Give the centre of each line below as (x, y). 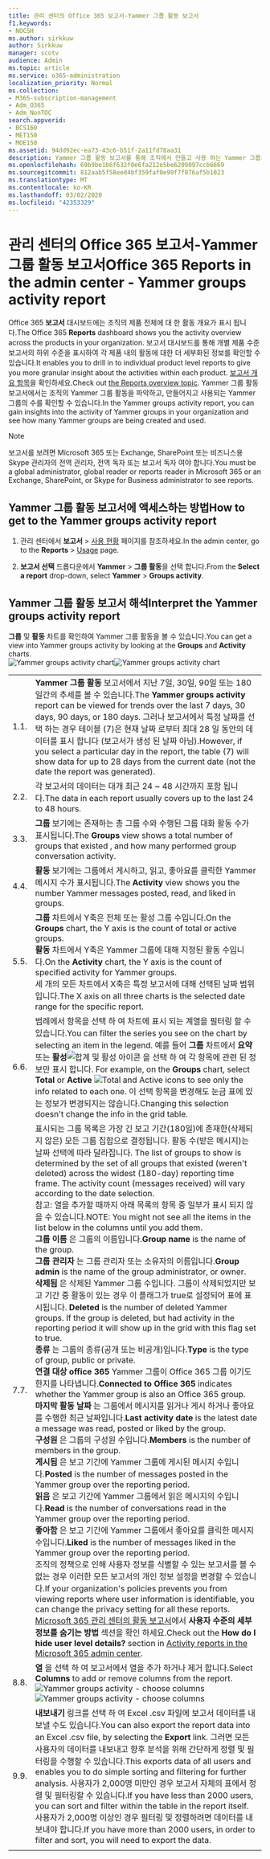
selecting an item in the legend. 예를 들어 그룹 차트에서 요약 (144, 1045)
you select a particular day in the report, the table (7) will (142, 752)
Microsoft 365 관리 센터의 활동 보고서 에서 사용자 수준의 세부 (143, 1621)
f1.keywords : (30, 23)
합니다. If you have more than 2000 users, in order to (157, 1830)
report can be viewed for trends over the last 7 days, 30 (140, 705)
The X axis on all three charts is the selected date (152, 996)
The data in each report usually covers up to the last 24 (149, 799)
